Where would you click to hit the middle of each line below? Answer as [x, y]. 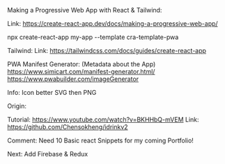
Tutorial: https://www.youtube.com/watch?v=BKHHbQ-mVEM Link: [103, 119]
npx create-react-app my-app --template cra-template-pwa [93, 37]
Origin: [17, 106]
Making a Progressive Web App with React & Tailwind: [85, 10]
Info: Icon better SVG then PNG [52, 92]
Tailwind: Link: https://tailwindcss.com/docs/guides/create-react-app [107, 51]
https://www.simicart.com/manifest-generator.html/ [81, 72]
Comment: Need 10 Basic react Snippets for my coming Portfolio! [100, 140]
